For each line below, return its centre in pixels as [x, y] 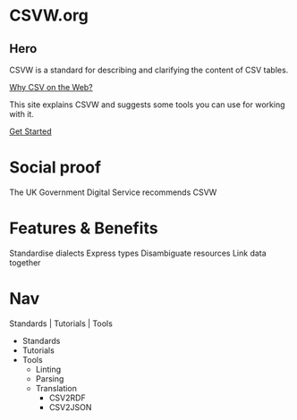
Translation [56, 388]
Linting [48, 369]
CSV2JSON [70, 407]
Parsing [50, 378]
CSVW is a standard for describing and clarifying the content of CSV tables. [149, 70]
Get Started [30, 131]
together [25, 262]
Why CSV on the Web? [51, 87]
